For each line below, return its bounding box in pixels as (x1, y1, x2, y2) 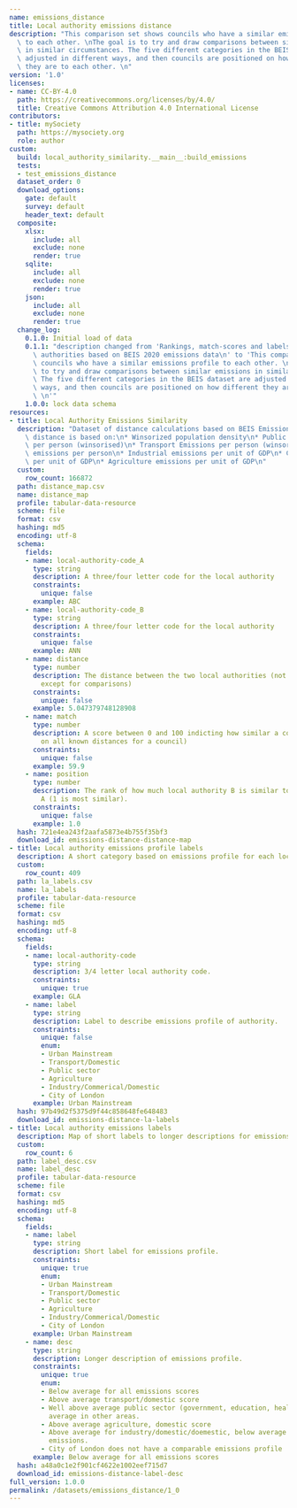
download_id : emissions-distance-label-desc (17, 1469, 184, 1478)
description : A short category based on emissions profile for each (17, 852, 275, 861)
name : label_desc (17, 1165, 81, 1173)
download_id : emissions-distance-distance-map (17, 835, 192, 845)
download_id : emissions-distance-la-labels (17, 1116, 179, 1125)
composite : (17, 219, 57, 227)
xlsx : (25, 227, 46, 235)
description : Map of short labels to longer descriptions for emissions (17, 1132, 291, 1141)
